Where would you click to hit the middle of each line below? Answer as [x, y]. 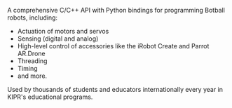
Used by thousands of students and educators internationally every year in [115, 89]
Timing [27, 68]
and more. [32, 76]
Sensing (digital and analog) [58, 39]
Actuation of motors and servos [63, 31]
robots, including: [33, 18]
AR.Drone [31, 53]
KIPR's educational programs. [50, 97]
